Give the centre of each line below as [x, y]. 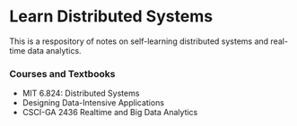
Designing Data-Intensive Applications [93, 103]
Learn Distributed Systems [111, 17]
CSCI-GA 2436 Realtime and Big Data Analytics [110, 113]
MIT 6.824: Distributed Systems [81, 93]
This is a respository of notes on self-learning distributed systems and [139, 41]
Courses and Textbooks [62, 73]
